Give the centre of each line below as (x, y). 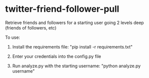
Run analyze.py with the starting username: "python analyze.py (76, 66)
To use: (13, 37)
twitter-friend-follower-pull (62, 9)
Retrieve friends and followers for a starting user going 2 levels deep (74, 23)
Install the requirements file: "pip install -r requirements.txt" (72, 47)
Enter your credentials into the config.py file (57, 56)
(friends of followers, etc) (31, 27)
